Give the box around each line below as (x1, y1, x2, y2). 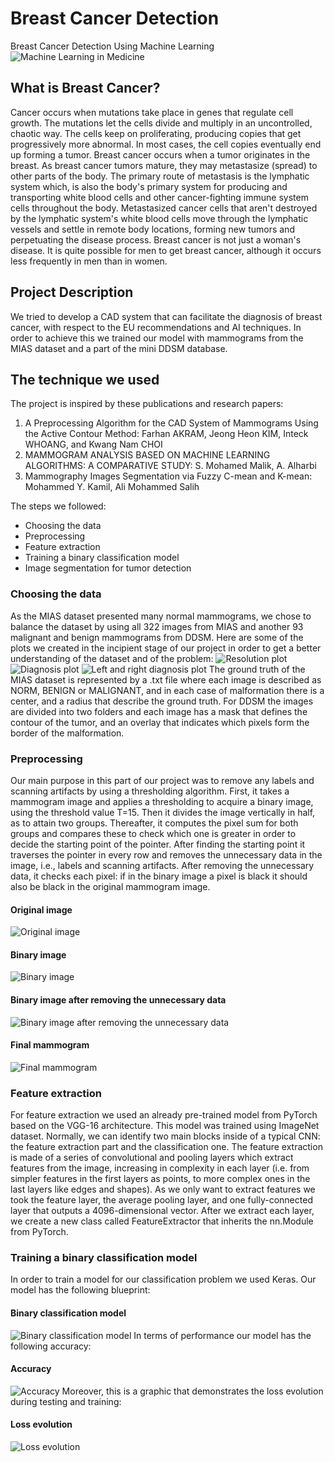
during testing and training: (10, 1395, 122, 1407)
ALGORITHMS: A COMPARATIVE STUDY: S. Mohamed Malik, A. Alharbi (24, 460, 317, 472)
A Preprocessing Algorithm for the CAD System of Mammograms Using (24, 417, 319, 429)
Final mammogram (10, 1039, 90, 1051)
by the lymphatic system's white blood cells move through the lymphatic (10, 212, 309, 224)
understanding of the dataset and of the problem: (10, 652, 214, 664)
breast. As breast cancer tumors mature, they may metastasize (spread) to (10, 159, 318, 171)
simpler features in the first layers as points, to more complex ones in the (10, 1173, 311, 1185)
